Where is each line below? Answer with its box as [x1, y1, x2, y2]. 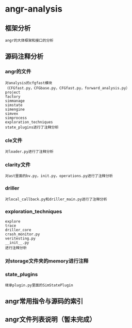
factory [5, 94, 21, 99]
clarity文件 [5, 161, 31, 168]
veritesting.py [5, 236, 36, 241]
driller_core [5, 227, 32, 232]
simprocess [5, 115, 27, 120]
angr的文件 [5, 68, 32, 75]
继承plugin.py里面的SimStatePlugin [5, 283, 74, 288]
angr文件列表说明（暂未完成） [5, 315, 96, 324]
